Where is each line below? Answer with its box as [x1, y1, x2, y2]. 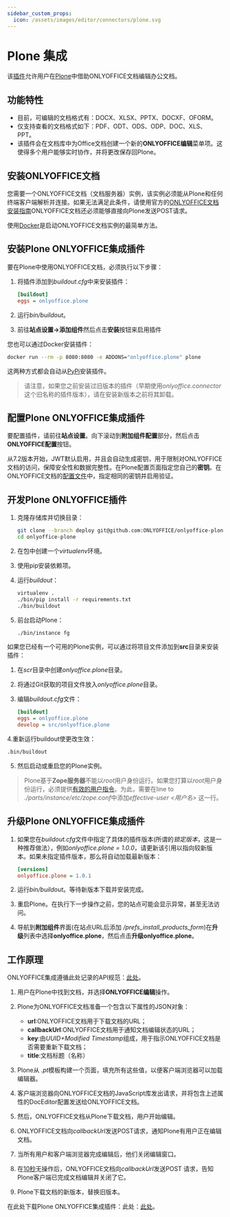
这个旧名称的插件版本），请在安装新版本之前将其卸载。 [23, 390, 178, 398]
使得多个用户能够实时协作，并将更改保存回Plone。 [16, 148, 160, 157]
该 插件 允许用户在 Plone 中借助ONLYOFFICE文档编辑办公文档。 [7, 72, 181, 80]
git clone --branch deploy [16, 527, 95, 534]
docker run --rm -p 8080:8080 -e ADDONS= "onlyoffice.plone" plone [7, 353, 201, 360]
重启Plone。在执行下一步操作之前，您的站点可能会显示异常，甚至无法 [16, 900, 214, 908]
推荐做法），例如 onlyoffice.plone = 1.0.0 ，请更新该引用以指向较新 [23, 844, 207, 852]
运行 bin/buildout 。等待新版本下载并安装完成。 [16, 885, 148, 894]
